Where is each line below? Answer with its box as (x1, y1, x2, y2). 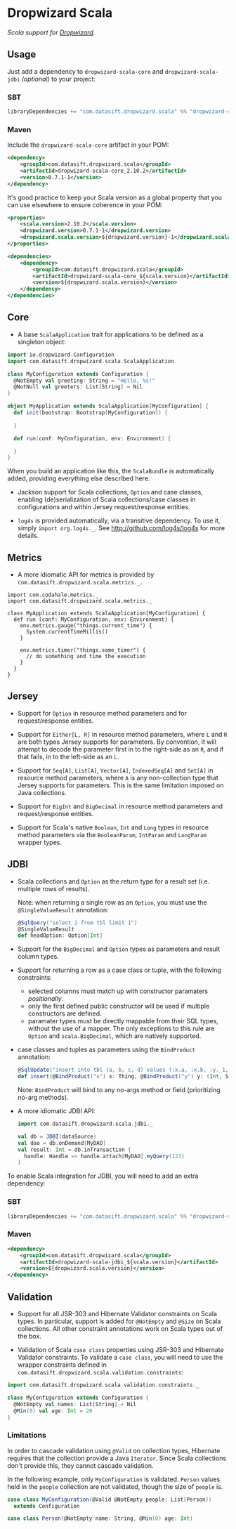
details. (17, 532, 39, 540)
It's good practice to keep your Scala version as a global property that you (7, 193, 223, 202)
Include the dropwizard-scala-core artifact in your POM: (7, 140, 169, 149)
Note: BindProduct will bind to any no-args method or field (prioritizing (17, 1086, 221, 1094)
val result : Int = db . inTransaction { (17, 1146, 131, 1153)
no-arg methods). (17, 1094, 69, 1102)
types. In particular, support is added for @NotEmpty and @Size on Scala (17, 1317, 221, 1325)
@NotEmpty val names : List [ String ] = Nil (13, 1400, 137, 1407)
